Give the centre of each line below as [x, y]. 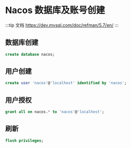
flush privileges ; [24, 140]
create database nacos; [30, 54]
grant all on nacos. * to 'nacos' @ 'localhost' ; [55, 112]
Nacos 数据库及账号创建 [55, 10]
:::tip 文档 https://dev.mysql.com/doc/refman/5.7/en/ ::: [62, 25]
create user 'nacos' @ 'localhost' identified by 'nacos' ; [66, 83]
